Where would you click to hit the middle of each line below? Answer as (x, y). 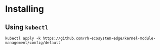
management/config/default (33, 43)
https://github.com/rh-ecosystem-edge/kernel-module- (99, 38)
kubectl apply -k (23, 38)
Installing (25, 9)
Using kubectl (27, 27)
